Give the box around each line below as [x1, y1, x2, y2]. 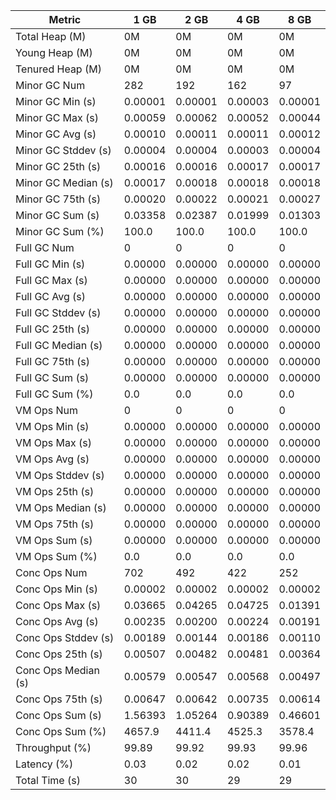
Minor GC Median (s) [15, 176, 114, 189]
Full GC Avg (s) [15, 290, 87, 303]
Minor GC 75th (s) [15, 192, 102, 206]
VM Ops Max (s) [15, 436, 92, 449]
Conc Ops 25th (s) [15, 647, 103, 661]
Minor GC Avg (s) [15, 127, 97, 141]
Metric [48, 13, 82, 26]
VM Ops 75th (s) [15, 517, 95, 531]
